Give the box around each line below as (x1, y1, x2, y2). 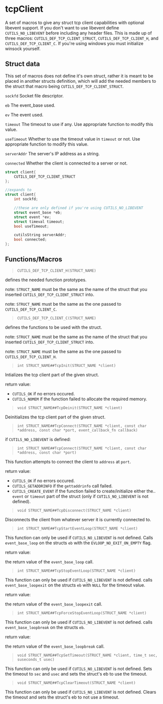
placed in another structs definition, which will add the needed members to (5, 78, 157, 84)
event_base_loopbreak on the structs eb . (5, 624, 85, 630)
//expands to (5, 188, 32, 193)
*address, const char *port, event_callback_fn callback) (17, 428, 138, 433)
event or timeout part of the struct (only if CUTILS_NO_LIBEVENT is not (12, 493, 149, 499)
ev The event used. (5, 112, 44, 118)
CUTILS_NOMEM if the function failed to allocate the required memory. (12, 396, 148, 402)
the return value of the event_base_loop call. (5, 558, 94, 564)
